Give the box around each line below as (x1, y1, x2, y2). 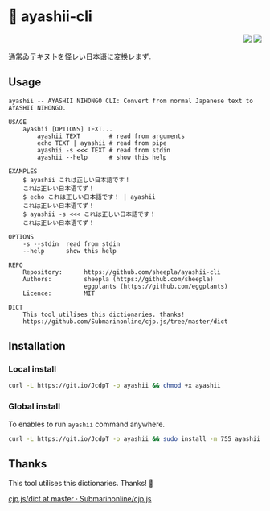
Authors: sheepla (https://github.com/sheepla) (22, 275, 215, 283)
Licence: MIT (22, 289, 95, 297)
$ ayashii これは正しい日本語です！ (22, 176, 131, 184)
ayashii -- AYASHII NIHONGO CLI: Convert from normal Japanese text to (8, 97, 253, 105)
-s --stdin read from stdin (22, 239, 121, 248)
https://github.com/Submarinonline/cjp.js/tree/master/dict (22, 318, 228, 326)
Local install (8, 364, 57, 375)
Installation (8, 339, 66, 353)
